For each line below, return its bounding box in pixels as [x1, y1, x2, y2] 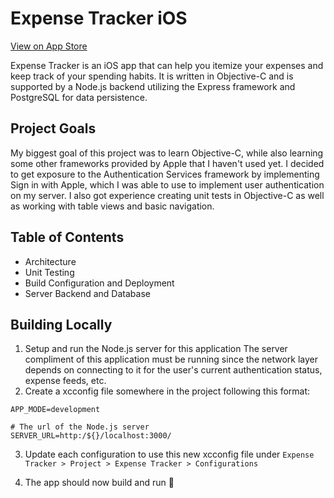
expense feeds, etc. [24, 375, 107, 387]
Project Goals [10, 120, 97, 137]
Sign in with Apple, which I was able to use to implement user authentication [10, 178, 325, 191]
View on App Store [10, 40, 88, 52]
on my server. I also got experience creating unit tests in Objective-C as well [10, 189, 325, 201]
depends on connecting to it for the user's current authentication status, [24, 364, 323, 376]
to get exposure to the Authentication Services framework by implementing [10, 168, 320, 180]
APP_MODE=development [10, 405, 101, 415]
